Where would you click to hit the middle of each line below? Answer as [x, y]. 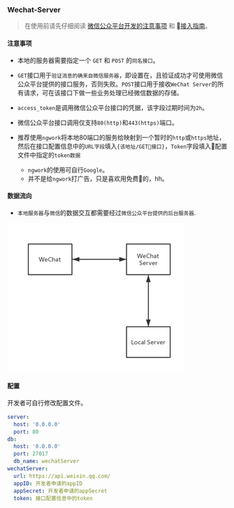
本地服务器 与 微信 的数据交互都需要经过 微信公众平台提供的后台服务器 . [107, 212]
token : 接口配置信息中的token [53, 498]
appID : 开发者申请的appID [48, 483]
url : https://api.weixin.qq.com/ [62, 476]
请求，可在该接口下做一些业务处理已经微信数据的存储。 [103, 92]
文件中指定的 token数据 [49, 155]
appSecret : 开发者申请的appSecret [60, 491]
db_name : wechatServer [46, 461]
